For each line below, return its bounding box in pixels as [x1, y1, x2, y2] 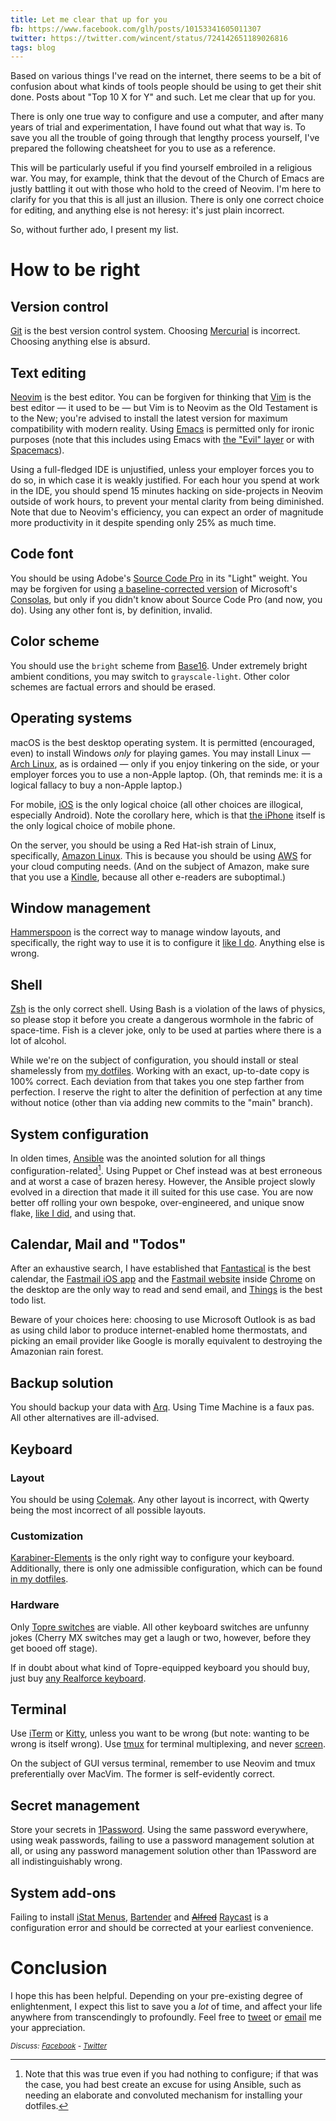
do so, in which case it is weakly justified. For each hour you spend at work [10, 474, 320, 486]
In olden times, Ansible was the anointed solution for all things [10, 1152, 266, 1164]
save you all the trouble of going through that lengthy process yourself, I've [10, 132, 320, 144]
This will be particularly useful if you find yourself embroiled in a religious [10, 162, 313, 174]
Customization [10, 1529, 84, 1543]
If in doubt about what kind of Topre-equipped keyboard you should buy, [10, 1661, 310, 1673]
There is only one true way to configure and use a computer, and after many [10, 111, 324, 123]
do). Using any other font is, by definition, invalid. [10, 604, 213, 616]
